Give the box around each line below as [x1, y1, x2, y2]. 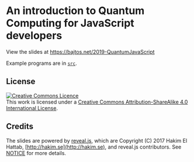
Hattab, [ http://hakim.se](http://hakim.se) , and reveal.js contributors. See [6, 143, 182, 150]
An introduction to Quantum [6, 4, 145, 18]
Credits [6, 122, 34, 132]
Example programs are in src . [6, 60, 77, 67]
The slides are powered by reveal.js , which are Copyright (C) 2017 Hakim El [6, 137, 188, 144]
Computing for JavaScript [6, 16, 134, 30]
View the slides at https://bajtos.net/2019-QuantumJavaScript [6, 48, 155, 55]
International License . [6, 104, 58, 112]
